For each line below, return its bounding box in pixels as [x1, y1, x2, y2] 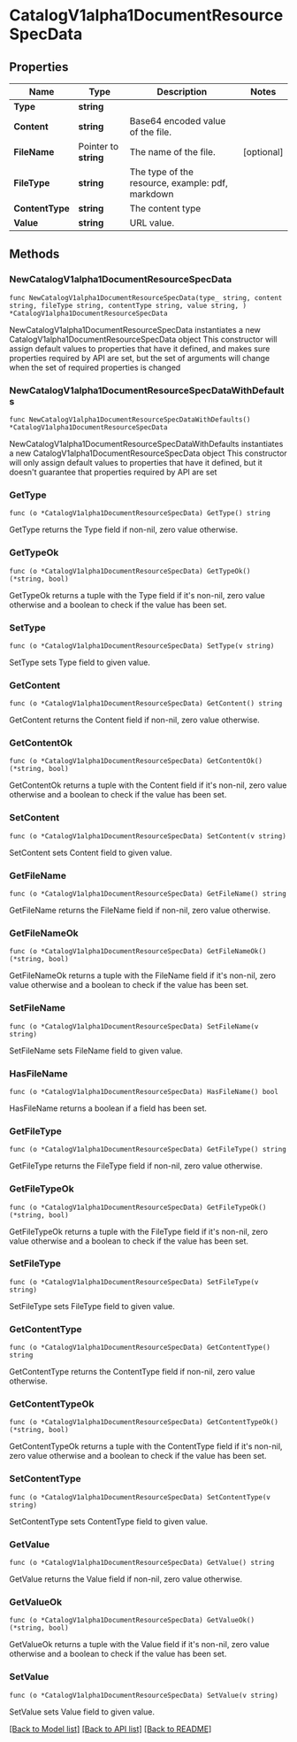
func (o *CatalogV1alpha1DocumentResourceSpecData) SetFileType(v [9, 1277, 259, 1286]
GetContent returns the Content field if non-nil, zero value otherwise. [9, 714, 261, 726]
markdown [129, 188, 174, 200]
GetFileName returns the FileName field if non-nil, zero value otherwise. [9, 905, 271, 916]
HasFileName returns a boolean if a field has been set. [9, 1103, 208, 1114]
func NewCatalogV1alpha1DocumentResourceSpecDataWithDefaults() [9, 415, 251, 424]
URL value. [129, 217, 175, 228]
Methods [9, 247, 60, 262]
